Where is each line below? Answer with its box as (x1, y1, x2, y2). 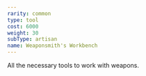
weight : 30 (7, 29, 39, 37)
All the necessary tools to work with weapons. (7, 61, 139, 69)
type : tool (7, 17, 39, 23)
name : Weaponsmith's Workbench (7, 42, 98, 49)
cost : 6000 (7, 23, 39, 30)
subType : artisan (7, 36, 58, 43)
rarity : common (7, 10, 51, 17)
